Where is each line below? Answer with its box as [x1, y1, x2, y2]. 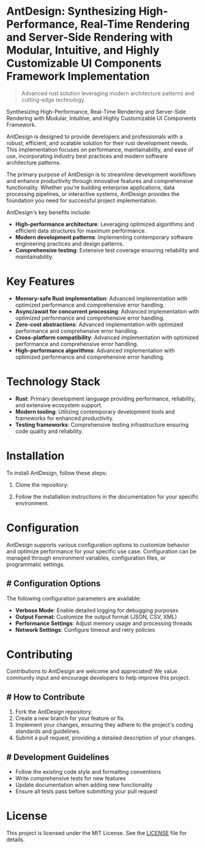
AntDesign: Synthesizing [6, 4, 136, 18]
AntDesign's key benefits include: [6, 208, 91, 216]
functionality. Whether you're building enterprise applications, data [6, 184, 175, 191]
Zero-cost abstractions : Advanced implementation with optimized [15, 320, 184, 328]
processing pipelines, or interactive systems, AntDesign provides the [6, 190, 180, 197]
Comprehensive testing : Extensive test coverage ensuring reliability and [15, 246, 199, 253]
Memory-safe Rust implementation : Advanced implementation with [15, 295, 188, 302]
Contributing [6, 647, 73, 661]
